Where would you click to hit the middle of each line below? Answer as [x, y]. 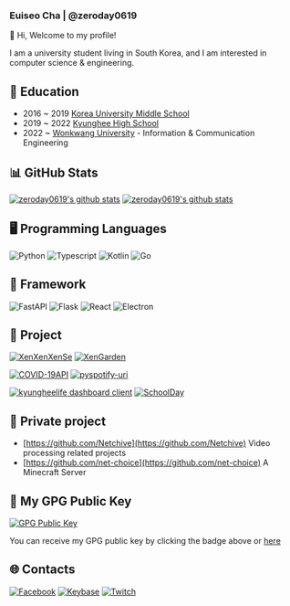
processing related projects [74, 453]
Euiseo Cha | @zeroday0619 [73, 16]
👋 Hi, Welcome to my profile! [63, 36]
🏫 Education [44, 91]
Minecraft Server [54, 473]
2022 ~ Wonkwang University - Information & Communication [139, 133]
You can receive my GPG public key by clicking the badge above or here [145, 540]
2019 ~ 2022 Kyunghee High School [91, 123]
